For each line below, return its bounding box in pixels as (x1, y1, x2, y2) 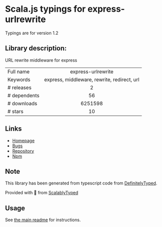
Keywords (7, 76, 31, 83)
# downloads (7, 100, 38, 107)
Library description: (5, 44, 67, 52)
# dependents (7, 92, 40, 99)
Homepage (12, 137, 35, 143)
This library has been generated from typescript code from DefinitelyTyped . (5, 180, 158, 186)
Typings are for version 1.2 (5, 30, 59, 36)
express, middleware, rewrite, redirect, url (44, 76, 140, 83)
